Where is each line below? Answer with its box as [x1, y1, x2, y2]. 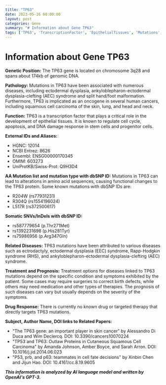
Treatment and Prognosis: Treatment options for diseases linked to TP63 [5, 268, 155, 274]
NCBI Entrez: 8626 [12, 147, 50, 153]
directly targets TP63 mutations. [5, 309, 71, 315]
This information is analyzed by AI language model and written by [5, 369, 144, 375]
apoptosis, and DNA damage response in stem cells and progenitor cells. [5, 123, 154, 129]
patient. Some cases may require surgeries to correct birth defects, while [5, 278, 154, 284]
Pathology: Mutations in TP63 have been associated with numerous [5, 82, 144, 88]
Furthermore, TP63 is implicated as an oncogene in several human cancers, [5, 98, 160, 104]
